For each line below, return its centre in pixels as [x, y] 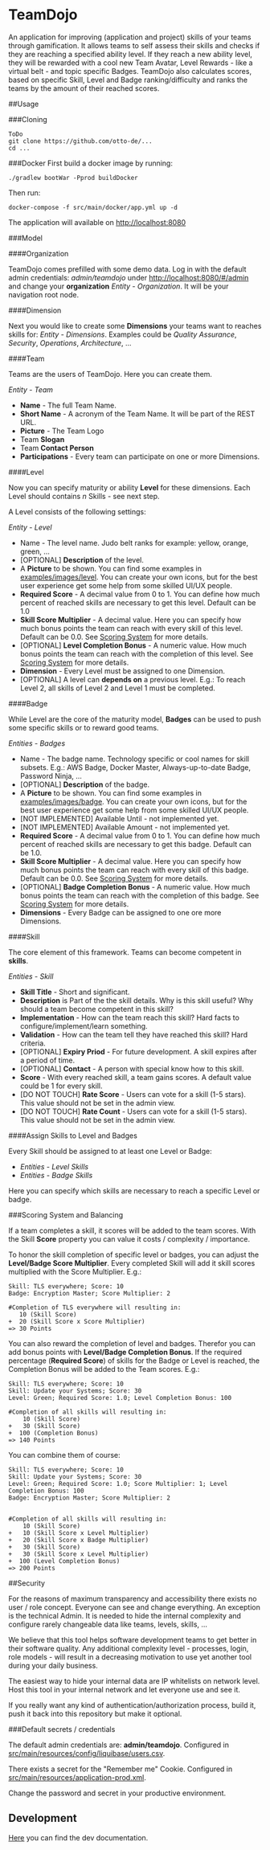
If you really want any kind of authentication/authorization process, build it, [132, 1705]
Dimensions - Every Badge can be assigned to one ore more [121, 912]
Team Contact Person [57, 448]
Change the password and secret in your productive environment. [117, 1793]
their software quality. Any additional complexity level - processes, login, [129, 1648]
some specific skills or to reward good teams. [84, 727]
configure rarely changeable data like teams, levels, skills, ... [108, 1624]
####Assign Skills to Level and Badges [73, 1136]
